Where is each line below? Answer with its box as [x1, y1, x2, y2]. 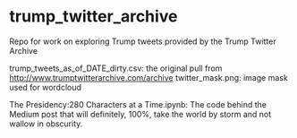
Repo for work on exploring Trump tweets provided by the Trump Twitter [9, 36, 276, 47]
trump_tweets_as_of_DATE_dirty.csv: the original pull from [9, 63, 223, 73]
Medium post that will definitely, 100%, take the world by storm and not [9, 108, 272, 119]
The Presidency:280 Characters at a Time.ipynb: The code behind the [9, 99, 267, 109]
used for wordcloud [9, 82, 82, 92]
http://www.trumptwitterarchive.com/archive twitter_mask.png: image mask [9, 72, 288, 82]
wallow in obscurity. [9, 118, 83, 129]
